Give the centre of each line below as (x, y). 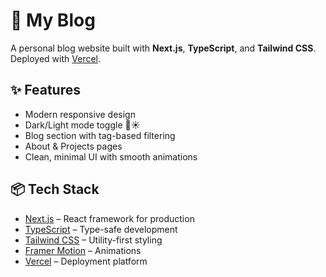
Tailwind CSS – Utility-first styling (93, 240)
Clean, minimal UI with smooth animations (111, 156)
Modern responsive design (80, 114)
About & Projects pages (73, 146)
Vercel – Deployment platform (86, 261)
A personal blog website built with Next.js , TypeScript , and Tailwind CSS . (163, 48)
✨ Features (45, 90)
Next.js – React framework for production (109, 218)
